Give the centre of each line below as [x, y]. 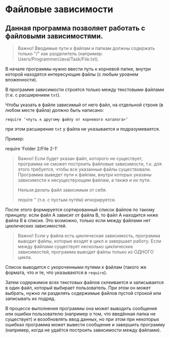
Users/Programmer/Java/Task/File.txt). [58, 59]
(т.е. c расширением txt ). [33, 95]
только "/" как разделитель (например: [60, 54]
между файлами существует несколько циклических [75, 247]
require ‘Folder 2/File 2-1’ [31, 149]
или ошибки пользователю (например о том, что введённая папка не [80, 314]
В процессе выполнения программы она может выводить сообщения [81, 308]
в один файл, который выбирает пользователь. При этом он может [78, 288]
